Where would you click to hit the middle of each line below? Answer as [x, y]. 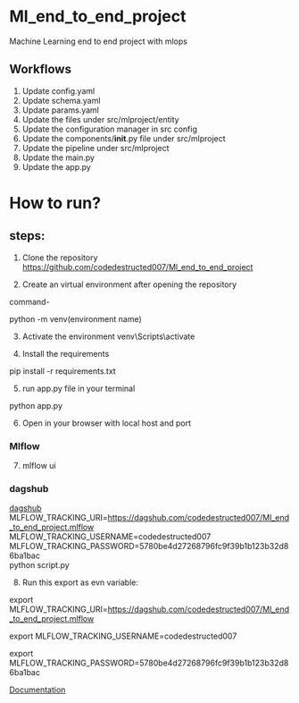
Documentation [37, 690]
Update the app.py [56, 166]
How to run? [55, 203]
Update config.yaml [58, 90]
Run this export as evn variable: [80, 582]
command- [30, 301]
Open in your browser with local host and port [107, 423]
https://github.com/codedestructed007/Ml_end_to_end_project [137, 267]
